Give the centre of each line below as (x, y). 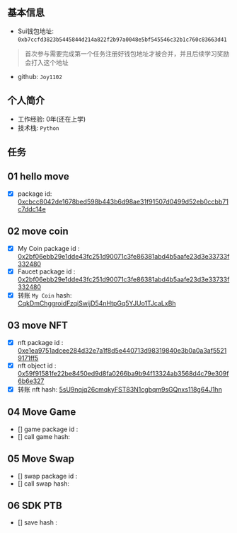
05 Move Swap (41, 459)
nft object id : (37, 365)
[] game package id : (48, 429)
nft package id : (40, 342)
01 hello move (38, 176)
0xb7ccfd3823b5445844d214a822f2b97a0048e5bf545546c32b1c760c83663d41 (122, 40)
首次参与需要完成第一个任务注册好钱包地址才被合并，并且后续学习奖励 (127, 53)
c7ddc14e (31, 209)
